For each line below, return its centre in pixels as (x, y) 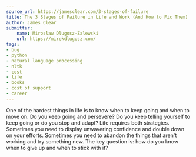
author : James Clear (31, 22)
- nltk (14, 66)
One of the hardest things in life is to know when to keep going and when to (98, 110)
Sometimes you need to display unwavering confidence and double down (95, 129)
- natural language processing (44, 61)
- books (16, 83)
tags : (13, 45)
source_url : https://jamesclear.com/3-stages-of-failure (77, 11)
